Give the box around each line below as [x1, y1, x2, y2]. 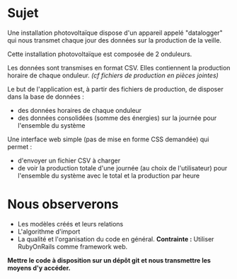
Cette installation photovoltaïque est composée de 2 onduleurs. [7, 50, 192, 58]
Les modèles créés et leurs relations [17, 219, 124, 228]
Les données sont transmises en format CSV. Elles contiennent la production [7, 63, 231, 72]
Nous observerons [7, 197, 119, 212]
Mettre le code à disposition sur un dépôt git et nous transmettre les [7, 256, 211, 264]
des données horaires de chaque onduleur [17, 106, 142, 114]
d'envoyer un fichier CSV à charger [17, 156, 121, 165]
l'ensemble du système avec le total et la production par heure [17, 171, 200, 180]
